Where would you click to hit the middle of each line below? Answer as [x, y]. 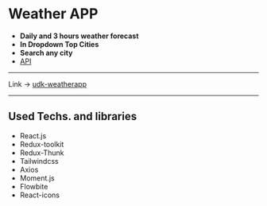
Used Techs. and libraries [73, 117]
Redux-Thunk [42, 153]
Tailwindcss [39, 161]
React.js [33, 135]
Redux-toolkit [42, 144]
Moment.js [37, 178]
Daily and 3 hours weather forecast [79, 36]
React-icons [39, 195]
